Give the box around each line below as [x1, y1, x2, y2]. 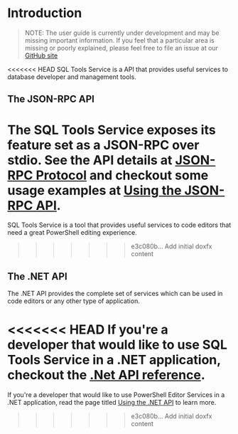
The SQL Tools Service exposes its [7, 122, 216, 138]
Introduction [7, 5, 82, 21]
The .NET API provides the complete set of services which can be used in [7, 290, 223, 298]
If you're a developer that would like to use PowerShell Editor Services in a [7, 391, 225, 399]
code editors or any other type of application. [7, 297, 140, 305]
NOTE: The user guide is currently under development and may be [24, 28, 220, 37]
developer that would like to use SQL [7, 337, 227, 353]
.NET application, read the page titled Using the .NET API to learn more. [7, 398, 217, 407]
